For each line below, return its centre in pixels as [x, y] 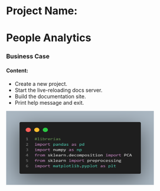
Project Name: [42, 11]
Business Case [28, 56]
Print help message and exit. [49, 102]
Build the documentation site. [50, 96]
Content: [17, 70]
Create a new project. [41, 83]
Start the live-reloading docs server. [58, 90]
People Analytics [49, 38]
